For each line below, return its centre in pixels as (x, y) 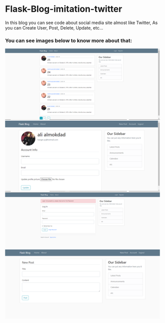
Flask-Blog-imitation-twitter (64, 9)
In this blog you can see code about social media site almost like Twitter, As (82, 23)
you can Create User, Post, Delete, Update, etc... (54, 27)
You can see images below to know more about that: (69, 40)
